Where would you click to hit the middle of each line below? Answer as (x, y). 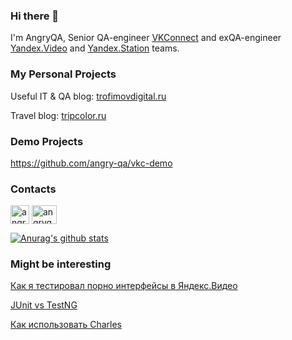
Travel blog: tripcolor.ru (58, 115)
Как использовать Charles (66, 325)
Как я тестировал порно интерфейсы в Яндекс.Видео (124, 286)
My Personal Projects (63, 74)
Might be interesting (61, 264)
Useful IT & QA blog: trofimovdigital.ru (88, 96)
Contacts (33, 189)
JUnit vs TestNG (44, 305)
